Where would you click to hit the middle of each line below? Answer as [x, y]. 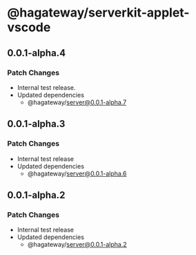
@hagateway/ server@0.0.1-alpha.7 [77, 102]
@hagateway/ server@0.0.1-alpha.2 [77, 245]
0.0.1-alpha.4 [37, 53]
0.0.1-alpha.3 [36, 124]
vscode [29, 27]
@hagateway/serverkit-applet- [98, 13]
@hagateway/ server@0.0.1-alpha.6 [77, 173]
